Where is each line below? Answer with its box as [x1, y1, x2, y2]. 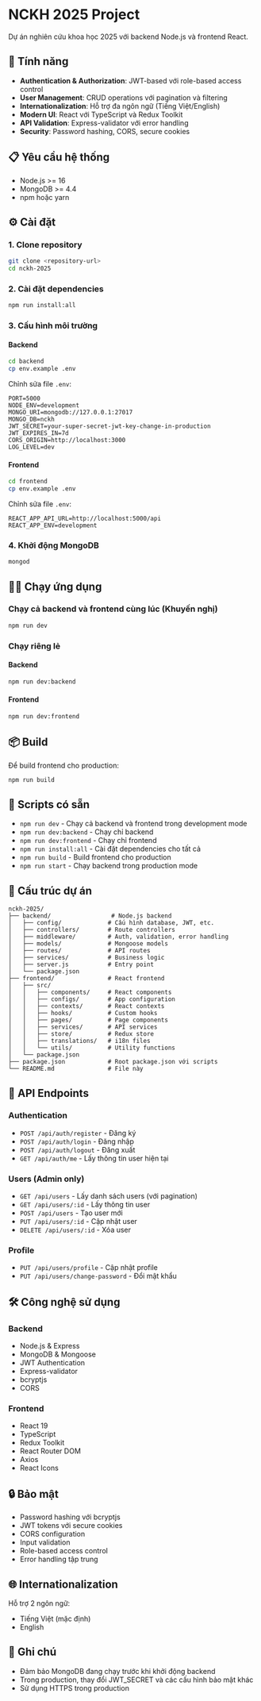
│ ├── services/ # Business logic [8, 954, 165, 962]
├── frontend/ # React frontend [8, 975, 165, 983]
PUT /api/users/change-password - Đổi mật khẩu [19, 1272, 177, 1281]
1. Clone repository [8, 239, 83, 250]
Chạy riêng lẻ [8, 641, 61, 652]
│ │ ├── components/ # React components [8, 988, 172, 997]
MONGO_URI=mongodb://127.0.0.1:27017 [8, 409, 133, 417]
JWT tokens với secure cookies [19, 1521, 123, 1530]
